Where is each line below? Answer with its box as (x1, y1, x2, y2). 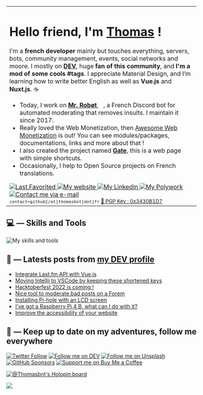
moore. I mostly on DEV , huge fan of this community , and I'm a (9, 62, 190, 70)
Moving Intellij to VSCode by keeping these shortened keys (14, 277, 163, 284)
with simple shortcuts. (19, 154, 83, 162)
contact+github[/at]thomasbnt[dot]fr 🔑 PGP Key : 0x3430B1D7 (9, 198, 163, 205)
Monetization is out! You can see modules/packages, (19, 131, 170, 140)
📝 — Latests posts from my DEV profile (6, 254, 155, 265)
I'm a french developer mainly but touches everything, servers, (9, 47, 190, 55)
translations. (19, 169, 55, 178)
